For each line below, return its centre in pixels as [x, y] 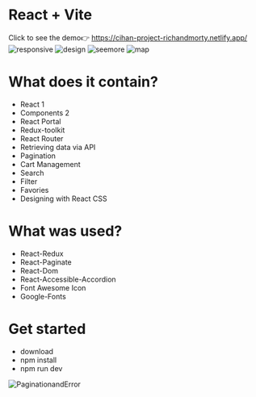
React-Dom [39, 270]
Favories [34, 190]
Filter [29, 181]
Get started [47, 329]
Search [32, 173]
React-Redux [42, 253]
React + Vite [50, 15]
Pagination [38, 156]
